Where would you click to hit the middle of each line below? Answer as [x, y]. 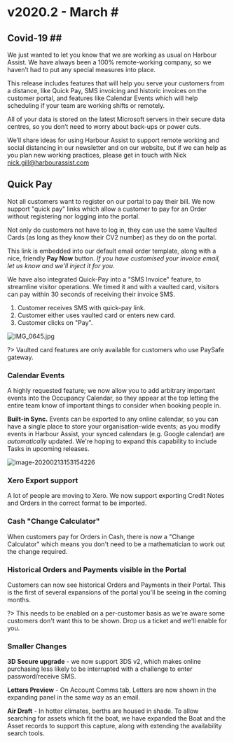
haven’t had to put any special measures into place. [82, 70]
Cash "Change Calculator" [54, 521]
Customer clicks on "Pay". [55, 322]
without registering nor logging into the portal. [74, 216]
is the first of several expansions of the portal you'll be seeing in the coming [117, 592]
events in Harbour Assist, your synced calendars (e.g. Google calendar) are [116, 434]
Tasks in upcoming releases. [48, 449]
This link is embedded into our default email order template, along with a [112, 251]
